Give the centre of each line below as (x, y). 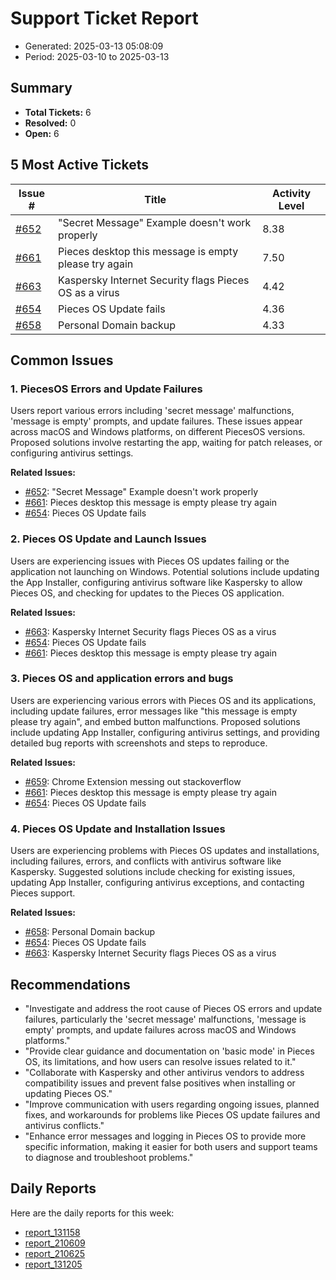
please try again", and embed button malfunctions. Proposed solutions (155, 721)
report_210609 (55, 1243)
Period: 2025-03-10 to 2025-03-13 (97, 56)
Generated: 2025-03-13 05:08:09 (94, 46)
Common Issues (62, 360)
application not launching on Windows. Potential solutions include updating (165, 571)
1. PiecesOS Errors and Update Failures (106, 389)
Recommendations (70, 984)
